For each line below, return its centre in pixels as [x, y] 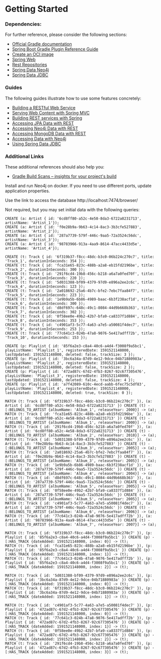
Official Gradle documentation [42, 44]
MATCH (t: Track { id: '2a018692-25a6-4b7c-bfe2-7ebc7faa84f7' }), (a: [79, 453]
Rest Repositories [29, 65]
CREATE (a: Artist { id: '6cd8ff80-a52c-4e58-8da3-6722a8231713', [73, 219]
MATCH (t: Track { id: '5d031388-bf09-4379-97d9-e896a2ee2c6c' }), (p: [79, 576]
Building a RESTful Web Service [44, 107]
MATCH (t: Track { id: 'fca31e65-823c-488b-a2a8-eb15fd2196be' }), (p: [79, 546]
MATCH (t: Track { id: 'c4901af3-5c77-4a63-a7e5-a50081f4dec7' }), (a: [79, 504]
